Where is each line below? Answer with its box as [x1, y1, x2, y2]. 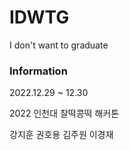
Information [9, 64, 68, 78]
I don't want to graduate [9, 39, 109, 51]
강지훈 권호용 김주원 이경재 [9, 129, 114, 141]
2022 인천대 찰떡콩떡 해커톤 [9, 107, 120, 120]
